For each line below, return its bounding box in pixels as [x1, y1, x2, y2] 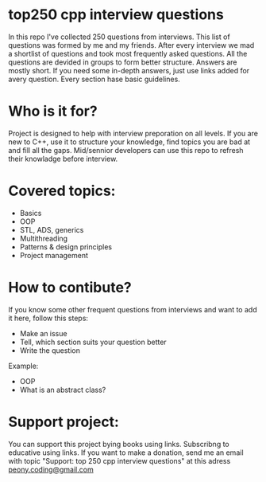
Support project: [8, 413, 119, 431]
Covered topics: [8, 182, 116, 200]
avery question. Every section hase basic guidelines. [8, 74, 180, 84]
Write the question [19, 345, 81, 355]
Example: [8, 361, 39, 370]
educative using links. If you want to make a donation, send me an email [8, 448, 244, 457]
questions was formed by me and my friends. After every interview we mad [8, 40, 255, 49]
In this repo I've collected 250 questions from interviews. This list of [8, 32, 230, 41]
